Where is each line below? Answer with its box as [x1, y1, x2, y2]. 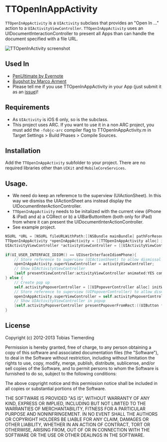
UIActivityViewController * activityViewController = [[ [5, 243, 123, 248]
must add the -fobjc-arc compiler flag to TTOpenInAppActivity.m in [12, 127, 152, 133]
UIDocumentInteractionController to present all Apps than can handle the [5, 30, 155, 36]
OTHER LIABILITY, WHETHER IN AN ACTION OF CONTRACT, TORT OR [5, 421, 150, 428]
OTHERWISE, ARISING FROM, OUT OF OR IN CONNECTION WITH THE [5, 427, 150, 433]
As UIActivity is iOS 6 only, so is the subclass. [12, 116, 108, 122]
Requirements [5, 103, 50, 112]
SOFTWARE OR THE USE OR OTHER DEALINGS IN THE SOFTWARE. [5, 432, 145, 438]
